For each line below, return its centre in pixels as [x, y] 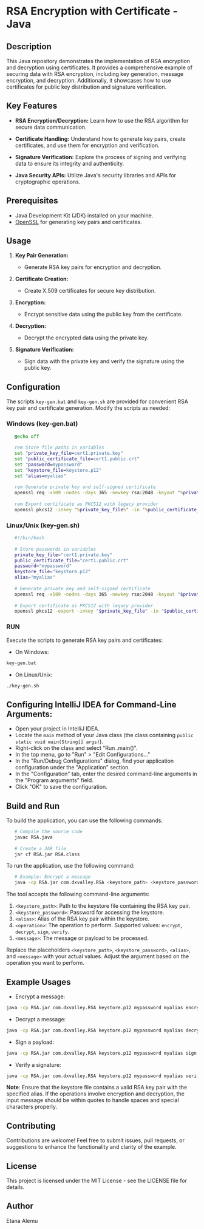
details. [15, 1187]
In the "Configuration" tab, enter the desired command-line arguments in [106, 774]
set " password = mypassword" [49, 465]
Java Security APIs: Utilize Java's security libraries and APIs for [96, 175]
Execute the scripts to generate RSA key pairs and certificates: [84, 640]
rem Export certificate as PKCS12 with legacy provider [87, 504]
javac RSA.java [33, 837]
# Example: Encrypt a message [53, 877]
